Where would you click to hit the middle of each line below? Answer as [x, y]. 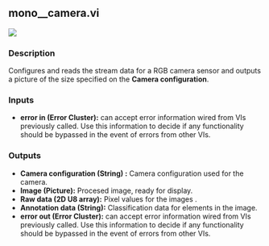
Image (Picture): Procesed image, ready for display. [106, 190]
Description [32, 53]
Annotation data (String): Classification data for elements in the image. [139, 207]
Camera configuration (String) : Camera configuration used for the [132, 173]
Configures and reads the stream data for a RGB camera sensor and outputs [135, 71]
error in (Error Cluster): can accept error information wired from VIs [133, 118]
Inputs [21, 100]
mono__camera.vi [54, 13]
